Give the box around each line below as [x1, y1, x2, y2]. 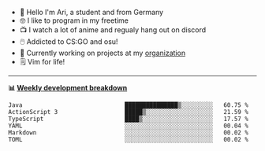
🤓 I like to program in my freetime [19, 16, 129, 25]
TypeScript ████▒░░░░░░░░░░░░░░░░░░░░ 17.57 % [8, 115, 248, 123]
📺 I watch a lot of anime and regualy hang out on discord [19, 25, 207, 35]
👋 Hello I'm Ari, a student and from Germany [19, 8, 164, 17]
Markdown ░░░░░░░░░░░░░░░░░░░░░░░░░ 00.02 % [8, 129, 248, 137]
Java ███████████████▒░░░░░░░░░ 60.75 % [8, 101, 248, 109]
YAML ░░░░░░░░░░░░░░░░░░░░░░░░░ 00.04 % [8, 122, 248, 130]
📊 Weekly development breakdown [8, 83, 128, 92]
